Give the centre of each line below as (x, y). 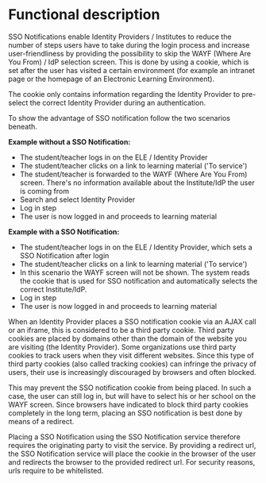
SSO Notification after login (64, 255)
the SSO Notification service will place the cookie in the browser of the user (132, 454)
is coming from (44, 191)
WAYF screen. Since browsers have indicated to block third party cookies (128, 404)
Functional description (84, 15)
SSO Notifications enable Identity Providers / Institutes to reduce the (120, 37)
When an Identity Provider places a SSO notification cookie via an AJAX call (132, 321)
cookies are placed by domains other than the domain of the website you (128, 338)
